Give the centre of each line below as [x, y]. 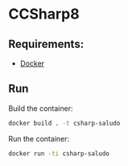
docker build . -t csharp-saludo [64, 123]
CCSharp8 [44, 14]
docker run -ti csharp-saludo [59, 153]
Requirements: [46, 44]
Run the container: [39, 138]
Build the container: [41, 108]
